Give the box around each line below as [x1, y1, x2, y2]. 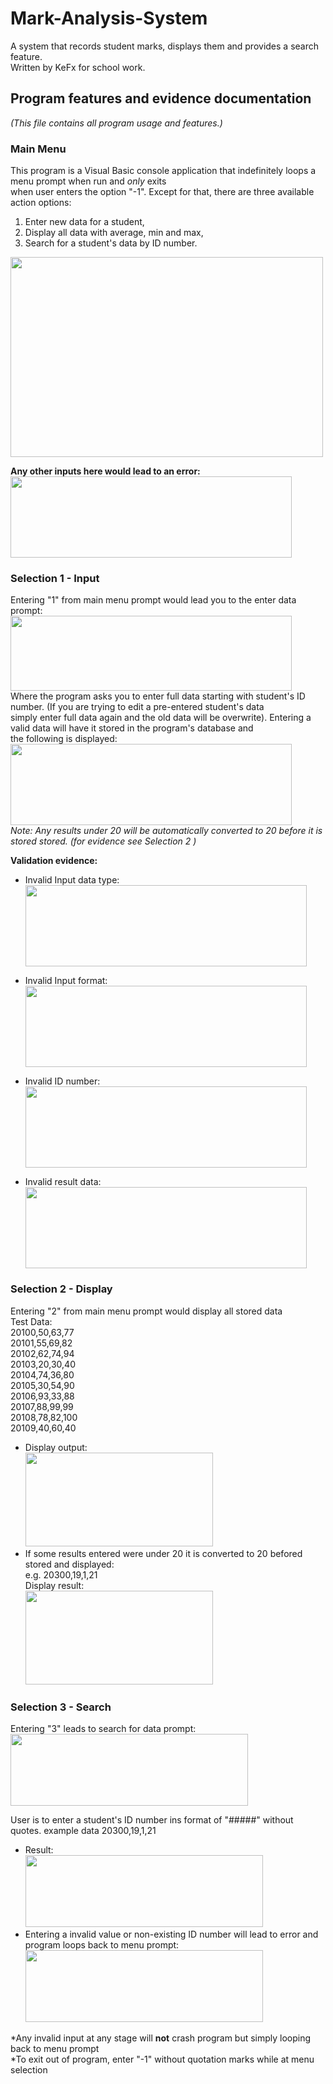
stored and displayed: [24, 1558, 115, 1570]
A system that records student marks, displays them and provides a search [10, 40, 319, 52]
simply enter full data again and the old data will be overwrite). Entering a [10, 712, 312, 724]
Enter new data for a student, [24, 216, 145, 228]
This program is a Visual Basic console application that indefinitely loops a [10, 165, 317, 177]
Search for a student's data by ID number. [24, 237, 198, 249]
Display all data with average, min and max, [24, 227, 204, 239]
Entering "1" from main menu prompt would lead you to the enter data [10, 594, 297, 606]
